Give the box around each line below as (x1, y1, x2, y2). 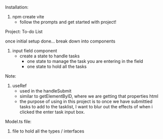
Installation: (5, 4, 29, 10)
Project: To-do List (5, 29, 43, 34)
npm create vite (12, 14, 44, 19)
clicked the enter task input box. (19, 109, 85, 115)
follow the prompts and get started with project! (19, 19, 117, 25)
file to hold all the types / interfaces (12, 128, 85, 134)
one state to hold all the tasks (27, 64, 87, 69)
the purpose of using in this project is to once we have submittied (19, 98, 153, 104)
